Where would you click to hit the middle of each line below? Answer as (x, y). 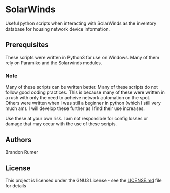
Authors (19, 140)
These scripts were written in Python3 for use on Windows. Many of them (82, 57)
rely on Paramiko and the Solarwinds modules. (54, 63)
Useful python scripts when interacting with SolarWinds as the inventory (81, 23)
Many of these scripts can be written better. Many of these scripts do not (82, 87)
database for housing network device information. (58, 29)
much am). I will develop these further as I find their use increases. (75, 108)
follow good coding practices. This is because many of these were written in (85, 92)
